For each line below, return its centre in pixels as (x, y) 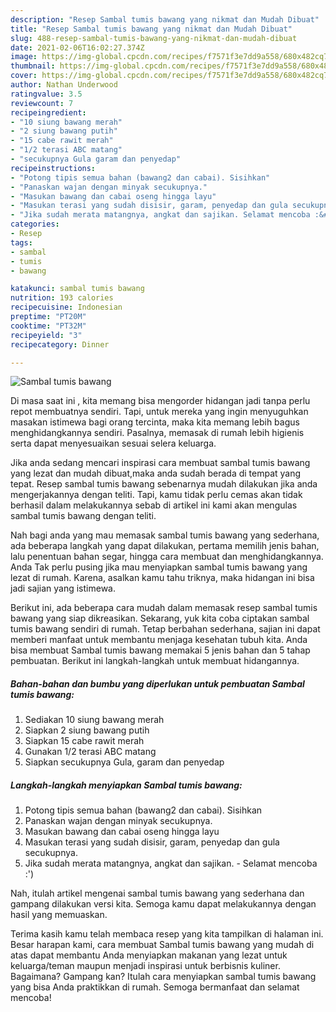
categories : (35, 224)
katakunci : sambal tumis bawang (77, 289)
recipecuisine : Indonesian (66, 307)
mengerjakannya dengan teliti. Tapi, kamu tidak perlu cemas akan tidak (156, 495)
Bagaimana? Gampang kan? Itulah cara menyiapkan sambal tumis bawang (163, 977)
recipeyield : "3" (46, 335)
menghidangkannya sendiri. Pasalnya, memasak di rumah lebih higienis (157, 433)
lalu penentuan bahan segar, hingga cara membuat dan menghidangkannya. (167, 557)
